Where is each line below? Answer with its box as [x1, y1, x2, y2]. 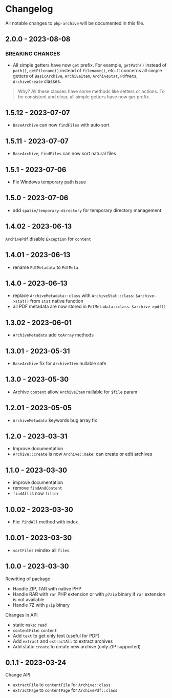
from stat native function [30, 298, 83, 304]
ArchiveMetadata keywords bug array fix [12, 417, 97, 423]
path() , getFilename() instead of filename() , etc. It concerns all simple [12, 67, 162, 73]
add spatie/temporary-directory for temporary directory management [12, 207, 162, 213]
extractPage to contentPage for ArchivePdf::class [12, 687, 118, 693]
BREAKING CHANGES [5, 50, 60, 57]
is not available [12, 596, 45, 602]
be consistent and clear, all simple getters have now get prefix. [17, 93, 150, 100]
